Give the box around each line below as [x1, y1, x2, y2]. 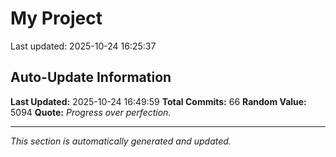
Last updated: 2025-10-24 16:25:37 [10, 40, 157, 52]
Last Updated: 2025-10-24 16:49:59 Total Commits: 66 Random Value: [10, 95, 307, 107]
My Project [10, 7, 103, 30]
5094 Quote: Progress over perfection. [10, 106, 172, 118]
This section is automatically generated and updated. [10, 135, 232, 147]
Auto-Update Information [10, 69, 172, 86]
